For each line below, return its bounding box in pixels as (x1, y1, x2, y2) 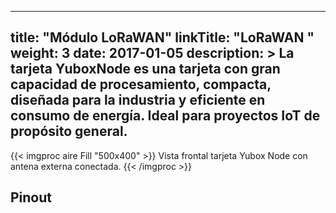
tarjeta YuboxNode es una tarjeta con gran (10, 61, 281, 78)
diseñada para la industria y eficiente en (10, 92, 266, 109)
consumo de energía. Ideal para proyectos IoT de (10, 107, 321, 125)
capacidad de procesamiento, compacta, (10, 76, 272, 93)
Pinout (10, 189, 53, 206)
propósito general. (10, 123, 128, 140)
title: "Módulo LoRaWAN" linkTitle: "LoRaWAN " (10, 29, 315, 46)
